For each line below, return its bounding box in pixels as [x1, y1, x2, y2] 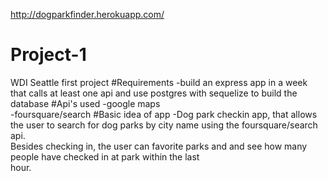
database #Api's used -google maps [10, 97, 161, 109]
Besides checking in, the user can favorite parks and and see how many [10, 140, 308, 152]
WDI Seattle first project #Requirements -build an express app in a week [10, 76, 308, 88]
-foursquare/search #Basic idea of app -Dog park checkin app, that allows [10, 108, 318, 120]
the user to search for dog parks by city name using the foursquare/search [10, 119, 318, 131]
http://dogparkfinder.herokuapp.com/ [10, 9, 165, 20]
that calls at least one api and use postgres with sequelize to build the [10, 87, 298, 99]
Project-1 [10, 44, 87, 66]
